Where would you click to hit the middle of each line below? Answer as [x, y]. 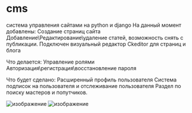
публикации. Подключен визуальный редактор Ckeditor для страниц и [96, 44]
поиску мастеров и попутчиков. [47, 92]
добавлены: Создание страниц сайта [53, 31]
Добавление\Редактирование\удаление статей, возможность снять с [95, 37]
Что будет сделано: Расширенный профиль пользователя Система [92, 80]
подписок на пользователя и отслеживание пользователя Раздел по [94, 86]
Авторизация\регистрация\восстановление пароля [71, 68]
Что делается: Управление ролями [50, 62]
